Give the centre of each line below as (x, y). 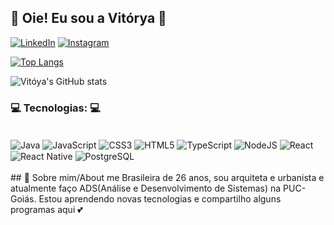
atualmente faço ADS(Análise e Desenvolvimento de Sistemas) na (146, 188)
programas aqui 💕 (46, 210)
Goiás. (23, 199)
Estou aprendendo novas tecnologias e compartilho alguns (160, 199)
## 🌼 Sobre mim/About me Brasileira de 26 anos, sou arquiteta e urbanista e (167, 178)
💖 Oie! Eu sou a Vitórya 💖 (88, 18)
